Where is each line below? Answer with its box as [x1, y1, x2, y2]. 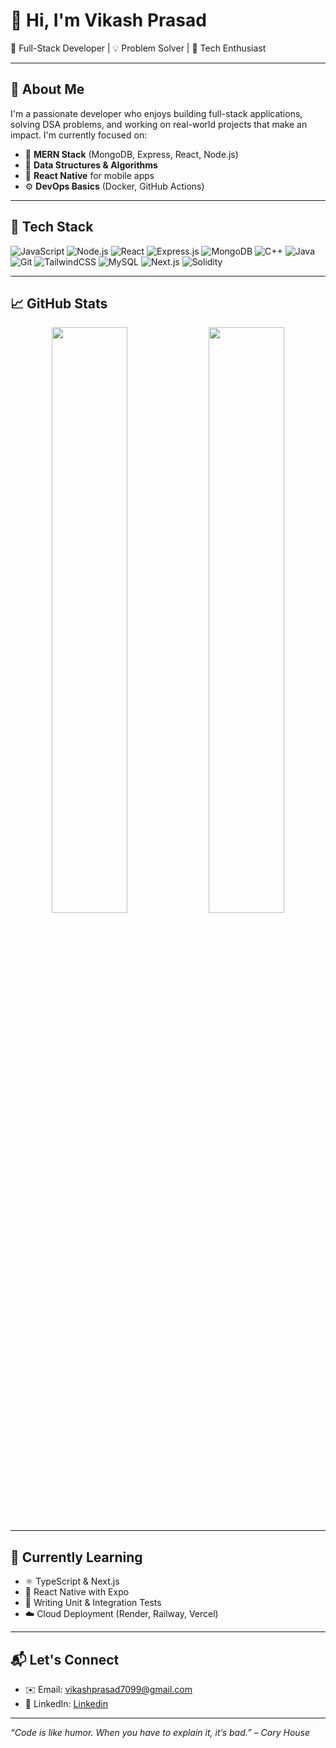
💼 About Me [10, 81, 85, 98]
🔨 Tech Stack [10, 219, 94, 236]
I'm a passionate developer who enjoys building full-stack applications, [10, 107, 303, 119]
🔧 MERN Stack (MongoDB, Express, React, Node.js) [24, 148, 239, 160]
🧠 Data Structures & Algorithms [24, 159, 158, 171]
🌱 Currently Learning [10, 1549, 143, 1566]
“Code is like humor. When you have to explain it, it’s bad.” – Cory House [10, 1727, 311, 1738]
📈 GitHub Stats [10, 295, 108, 312]
